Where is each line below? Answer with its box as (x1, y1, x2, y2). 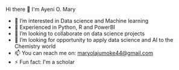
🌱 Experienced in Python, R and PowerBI (14, 24, 116, 31)
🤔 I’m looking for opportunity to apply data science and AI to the (14, 36, 174, 43)
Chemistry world (14, 42, 56, 50)
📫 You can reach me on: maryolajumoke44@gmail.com (14, 50, 153, 56)
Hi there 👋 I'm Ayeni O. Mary (5, 6, 76, 13)
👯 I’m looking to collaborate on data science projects (14, 30, 145, 37)
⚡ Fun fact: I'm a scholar (14, 59, 75, 65)
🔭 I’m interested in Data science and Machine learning (14, 17, 149, 24)
